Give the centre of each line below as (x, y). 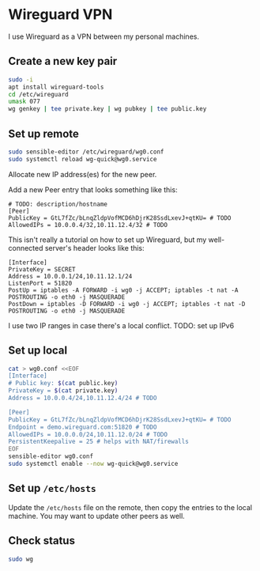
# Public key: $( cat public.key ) (63, 384)
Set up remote (43, 133)
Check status (41, 541)
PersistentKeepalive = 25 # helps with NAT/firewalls (99, 442)
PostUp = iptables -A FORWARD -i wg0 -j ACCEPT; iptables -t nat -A (123, 290)
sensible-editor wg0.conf (51, 456)
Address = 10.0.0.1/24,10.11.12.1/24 (70, 276)
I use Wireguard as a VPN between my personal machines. (104, 36)
